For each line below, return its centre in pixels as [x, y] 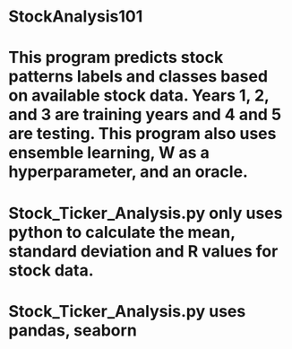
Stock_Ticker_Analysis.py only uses [146, 213]
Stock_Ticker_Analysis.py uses [127, 311]
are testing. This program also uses [142, 134]
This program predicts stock [116, 58]
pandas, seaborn [73, 330]
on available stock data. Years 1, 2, [139, 96]
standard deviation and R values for [143, 251]
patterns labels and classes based [138, 77]
